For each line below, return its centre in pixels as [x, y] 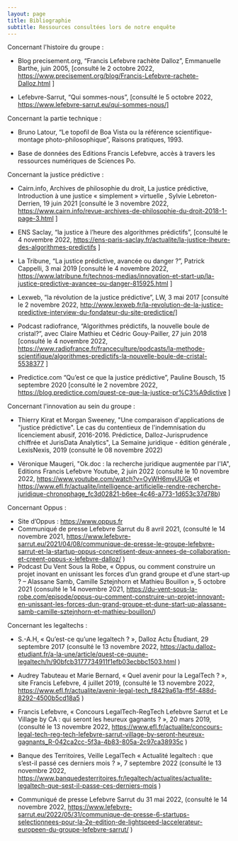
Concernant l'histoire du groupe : [56, 47]
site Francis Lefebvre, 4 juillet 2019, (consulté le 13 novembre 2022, [116, 683]
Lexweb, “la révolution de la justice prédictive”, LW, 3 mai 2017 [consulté [123, 298]
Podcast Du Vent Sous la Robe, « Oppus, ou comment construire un [117, 567]
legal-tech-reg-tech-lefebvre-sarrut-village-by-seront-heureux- [111, 735]
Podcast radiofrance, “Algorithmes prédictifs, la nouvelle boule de [114, 326]
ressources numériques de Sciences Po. [76, 161]
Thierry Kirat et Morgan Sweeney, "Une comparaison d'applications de [121, 420]
